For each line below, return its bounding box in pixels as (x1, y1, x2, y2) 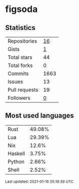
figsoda (5, 3, 38, 15)
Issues (7, 78, 23, 85)
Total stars (7, 54, 32, 60)
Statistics (5, 23, 36, 32)
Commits (7, 70, 29, 77)
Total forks (7, 62, 33, 68)
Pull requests (7, 86, 38, 93)
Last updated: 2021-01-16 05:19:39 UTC (5, 179, 73, 184)
